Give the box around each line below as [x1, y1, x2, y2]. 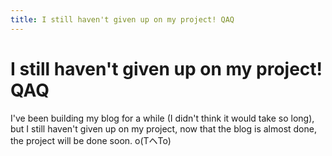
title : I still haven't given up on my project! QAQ [10, 14, 235, 25]
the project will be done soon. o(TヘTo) [10, 134, 172, 146]
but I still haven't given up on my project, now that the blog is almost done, [10, 122, 317, 135]
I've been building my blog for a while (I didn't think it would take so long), [10, 112, 315, 124]
